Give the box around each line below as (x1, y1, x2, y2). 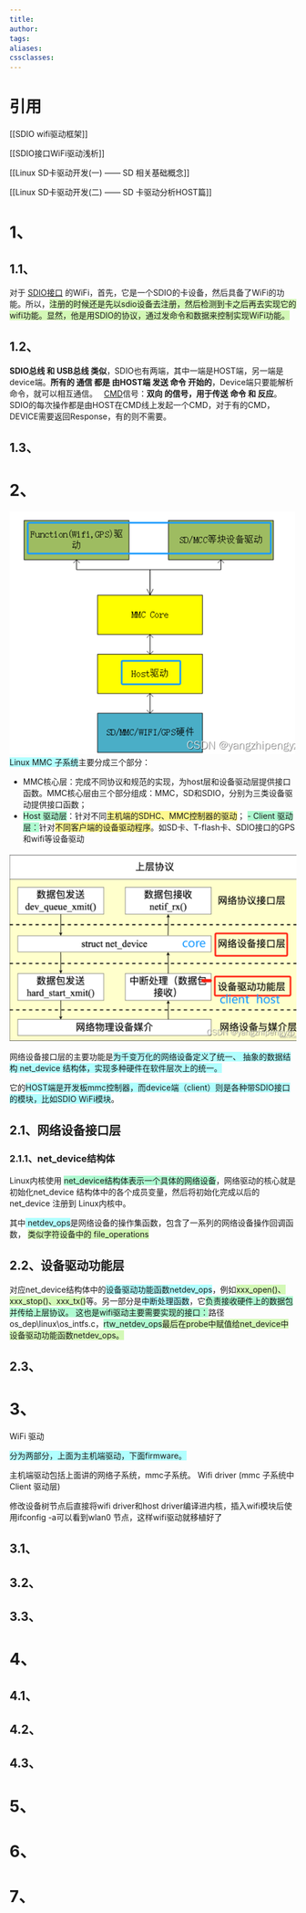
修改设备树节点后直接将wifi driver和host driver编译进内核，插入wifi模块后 (9, 1500, 285, 1511)
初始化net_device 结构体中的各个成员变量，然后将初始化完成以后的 (9, 1186, 260, 1197)
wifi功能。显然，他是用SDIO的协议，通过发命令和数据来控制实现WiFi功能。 (9, 310, 290, 321)
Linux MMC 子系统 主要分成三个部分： (9, 757, 150, 768)
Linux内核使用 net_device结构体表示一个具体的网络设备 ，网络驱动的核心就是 (9, 1174, 296, 1186)
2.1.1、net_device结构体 (9, 1152, 116, 1165)
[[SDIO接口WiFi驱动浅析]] (9, 148, 105, 159)
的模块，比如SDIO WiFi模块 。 (9, 1094, 120, 1105)
